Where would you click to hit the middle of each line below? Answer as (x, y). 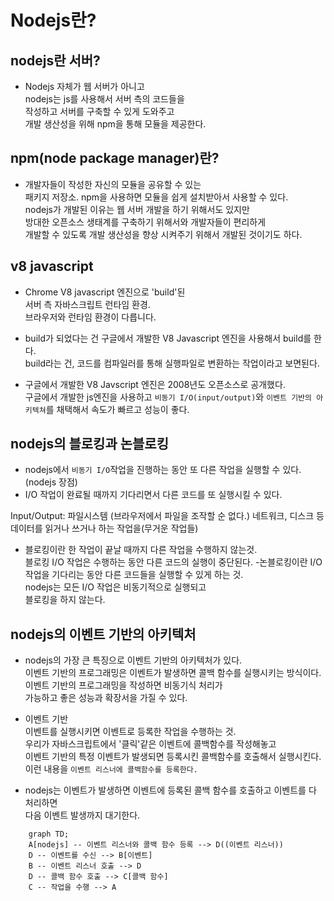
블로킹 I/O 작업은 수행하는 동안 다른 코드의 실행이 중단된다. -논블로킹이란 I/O (173, 562)
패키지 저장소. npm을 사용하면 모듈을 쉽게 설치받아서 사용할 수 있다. (156, 197)
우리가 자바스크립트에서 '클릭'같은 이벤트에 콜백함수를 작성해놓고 (150, 744)
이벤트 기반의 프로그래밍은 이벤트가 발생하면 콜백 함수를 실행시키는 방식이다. (173, 673)
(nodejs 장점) (51, 482)
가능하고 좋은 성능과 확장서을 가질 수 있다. (106, 698)
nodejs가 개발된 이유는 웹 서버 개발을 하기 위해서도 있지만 (137, 209)
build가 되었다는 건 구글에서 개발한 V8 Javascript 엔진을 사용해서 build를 (168, 338)
